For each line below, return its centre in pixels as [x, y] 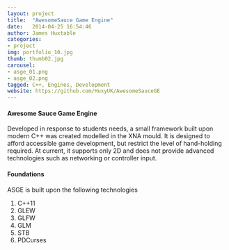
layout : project [31, 14]
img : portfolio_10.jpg [40, 53]
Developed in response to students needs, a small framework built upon [110, 128]
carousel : [22, 65]
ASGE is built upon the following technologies [72, 190]
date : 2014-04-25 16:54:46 [49, 26]
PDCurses [32, 240]
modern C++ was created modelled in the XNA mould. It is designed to [109, 136]
